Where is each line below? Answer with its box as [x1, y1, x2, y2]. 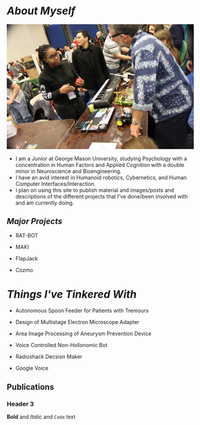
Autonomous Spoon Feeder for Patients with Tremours [15, 307, 149, 314]
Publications [7, 382, 55, 392]
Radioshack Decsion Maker [15, 353, 82, 360]
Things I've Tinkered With [7, 287, 137, 301]
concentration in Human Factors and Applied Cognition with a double [15, 161, 185, 168]
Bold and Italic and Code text [7, 413, 76, 420]
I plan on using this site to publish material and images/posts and [15, 186, 174, 194]
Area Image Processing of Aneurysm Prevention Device [15, 330, 152, 337]
